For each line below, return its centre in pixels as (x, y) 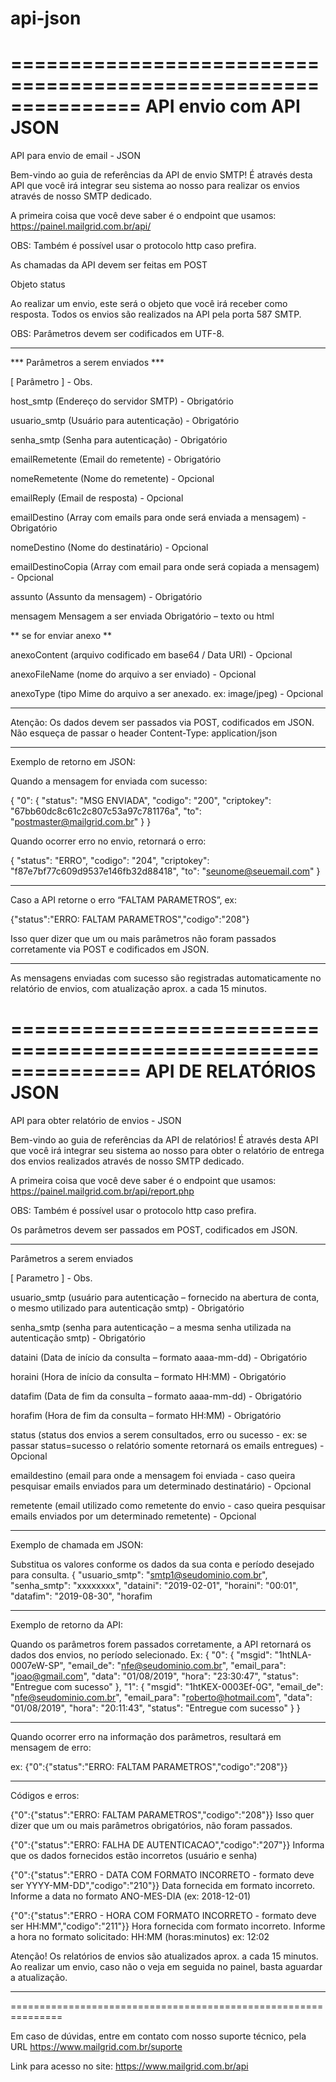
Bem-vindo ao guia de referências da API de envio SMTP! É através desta (161, 175)
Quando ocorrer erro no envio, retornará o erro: (108, 841)
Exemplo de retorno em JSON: (73, 762)
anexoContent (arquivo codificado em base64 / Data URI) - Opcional (151, 655)
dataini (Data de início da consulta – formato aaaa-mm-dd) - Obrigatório (159, 1358)
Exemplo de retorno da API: (67, 1625)
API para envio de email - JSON (76, 156)
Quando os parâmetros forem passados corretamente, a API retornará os (161, 1644)
